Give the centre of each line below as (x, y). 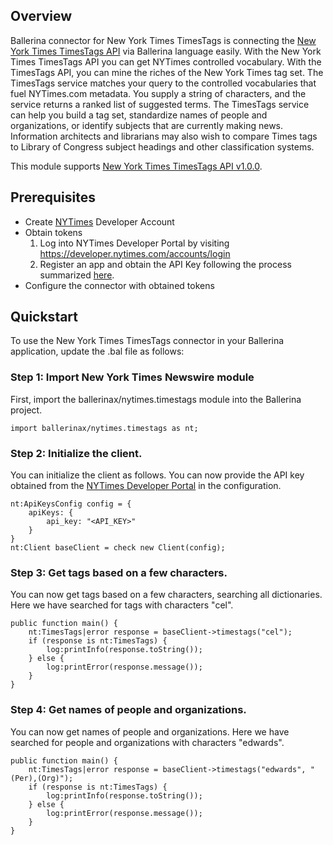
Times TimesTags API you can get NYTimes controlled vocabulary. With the (166, 61)
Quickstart (44, 317)
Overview (41, 16)
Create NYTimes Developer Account (99, 221)
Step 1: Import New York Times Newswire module (132, 377)
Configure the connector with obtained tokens (119, 285)
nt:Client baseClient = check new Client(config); (118, 548)
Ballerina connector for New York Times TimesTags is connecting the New (163, 40)
